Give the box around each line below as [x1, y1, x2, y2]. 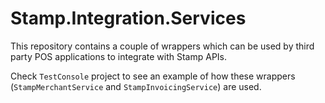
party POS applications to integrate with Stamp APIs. [10, 50, 228, 62]
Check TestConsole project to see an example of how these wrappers [10, 70, 296, 82]
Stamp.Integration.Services [10, 7, 247, 30]
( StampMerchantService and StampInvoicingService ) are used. [10, 80, 262, 92]
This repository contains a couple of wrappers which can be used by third [10, 40, 315, 52]
